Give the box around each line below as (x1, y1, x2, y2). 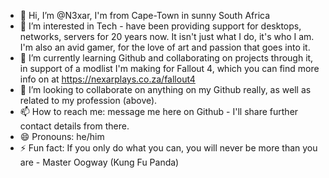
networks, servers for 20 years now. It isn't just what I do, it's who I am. (19, 31, 315, 42)
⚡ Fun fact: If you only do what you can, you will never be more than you (19, 142, 318, 154)
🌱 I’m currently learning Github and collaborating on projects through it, (19, 52, 314, 64)
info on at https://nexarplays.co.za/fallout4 (19, 73, 196, 85)
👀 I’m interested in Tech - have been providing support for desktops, (19, 20, 302, 32)
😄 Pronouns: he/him (19, 131, 105, 142)
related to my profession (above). (19, 95, 158, 106)
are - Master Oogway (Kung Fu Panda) (19, 156, 180, 168)
